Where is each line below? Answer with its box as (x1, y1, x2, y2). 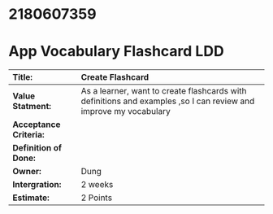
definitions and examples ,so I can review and (80, 95, 255, 107)
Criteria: (12, 129, 45, 141)
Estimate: (12, 192, 50, 203)
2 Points (80, 192, 112, 203)
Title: (12, 72, 33, 83)
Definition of (12, 142, 63, 154)
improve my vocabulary (80, 106, 171, 117)
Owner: (12, 166, 42, 177)
